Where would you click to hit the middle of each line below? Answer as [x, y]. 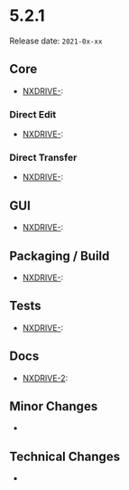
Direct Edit [33, 114]
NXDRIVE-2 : [45, 378]
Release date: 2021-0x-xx [56, 41]
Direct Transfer [43, 157]
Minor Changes [54, 406]
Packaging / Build [60, 255]
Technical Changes [64, 456]
